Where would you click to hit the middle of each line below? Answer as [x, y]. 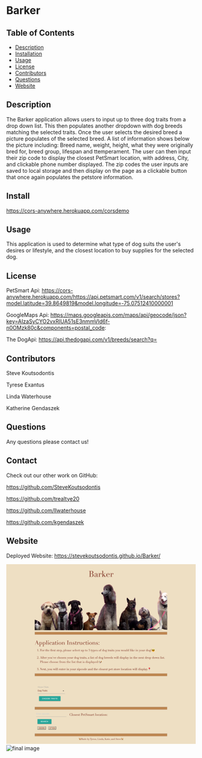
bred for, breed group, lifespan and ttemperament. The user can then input [99, 151]
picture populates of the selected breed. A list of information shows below [98, 138]
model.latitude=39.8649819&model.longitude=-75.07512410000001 [90, 303]
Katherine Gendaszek [33, 408]
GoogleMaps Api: [28, 315]
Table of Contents [41, 33]
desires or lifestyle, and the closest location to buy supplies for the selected [100, 251]
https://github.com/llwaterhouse [46, 510]
